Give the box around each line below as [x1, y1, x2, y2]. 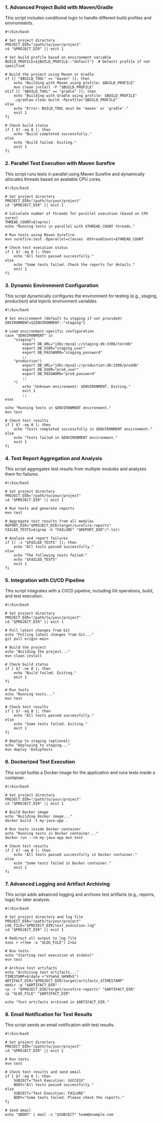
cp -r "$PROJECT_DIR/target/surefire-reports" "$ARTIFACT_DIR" [5, 987, 135, 992]
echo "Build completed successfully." [14, 132, 92, 137]
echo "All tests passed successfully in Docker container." [14, 852, 137, 857]
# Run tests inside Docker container [5, 826, 81, 832]
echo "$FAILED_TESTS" [14, 557, 57, 562]
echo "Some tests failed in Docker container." [14, 860, 111, 866]
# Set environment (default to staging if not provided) [5, 316, 122, 321]
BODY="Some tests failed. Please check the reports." [14, 1095, 124, 1100]
